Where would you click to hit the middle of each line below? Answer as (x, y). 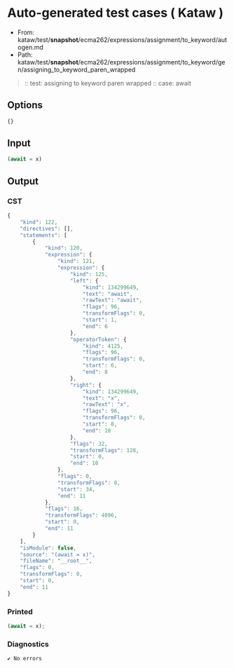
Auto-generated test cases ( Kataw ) (116, 13)
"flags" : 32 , (89, 444)
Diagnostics (28, 644)
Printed (20, 611)
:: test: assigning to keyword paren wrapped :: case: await (108, 83)
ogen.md (30, 47)
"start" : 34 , (76, 489)
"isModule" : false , (48, 548)
